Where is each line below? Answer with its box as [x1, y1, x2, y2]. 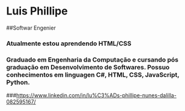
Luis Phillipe [6, 4, 68, 18]
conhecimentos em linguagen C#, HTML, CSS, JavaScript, [6, 71, 180, 79]
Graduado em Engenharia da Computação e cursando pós [6, 55, 179, 64]
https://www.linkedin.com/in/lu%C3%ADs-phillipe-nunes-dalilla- [16, 92, 177, 99]
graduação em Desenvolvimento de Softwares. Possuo [6, 63, 170, 71]
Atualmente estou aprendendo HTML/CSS [6, 39, 132, 48]
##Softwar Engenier [6, 24, 56, 31]
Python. [6, 78, 30, 86]
